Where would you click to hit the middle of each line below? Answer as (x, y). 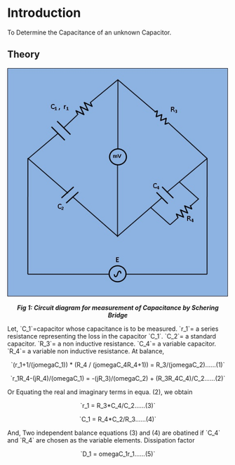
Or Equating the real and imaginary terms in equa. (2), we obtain (100, 392)
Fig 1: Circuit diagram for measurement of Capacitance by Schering (118, 308)
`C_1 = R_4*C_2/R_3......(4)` (118, 419)
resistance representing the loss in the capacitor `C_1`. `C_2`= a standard (112, 336)
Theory (24, 54)
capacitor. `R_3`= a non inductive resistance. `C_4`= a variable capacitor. (112, 344)
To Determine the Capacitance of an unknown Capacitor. (89, 32)
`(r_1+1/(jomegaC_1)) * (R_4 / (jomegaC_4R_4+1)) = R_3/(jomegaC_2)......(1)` (117, 365)
